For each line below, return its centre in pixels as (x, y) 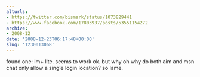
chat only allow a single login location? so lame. (65, 68)
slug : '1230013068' (30, 45)
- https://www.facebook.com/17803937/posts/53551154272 (77, 23)
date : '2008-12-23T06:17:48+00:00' (50, 39)
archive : (17, 28)
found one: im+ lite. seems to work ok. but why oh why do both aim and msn (100, 61)
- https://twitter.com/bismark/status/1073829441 (69, 17)
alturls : (17, 12)
